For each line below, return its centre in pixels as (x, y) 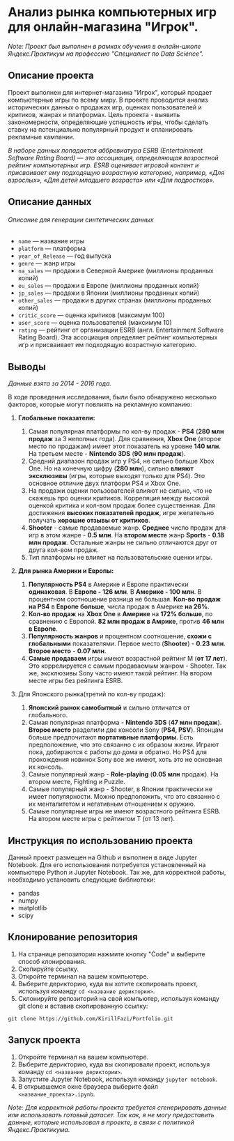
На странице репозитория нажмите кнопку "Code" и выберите (111, 954)
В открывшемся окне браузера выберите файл (88, 1086)
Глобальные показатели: (56, 418)
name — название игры (51, 241)
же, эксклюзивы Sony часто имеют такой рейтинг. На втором (120, 673)
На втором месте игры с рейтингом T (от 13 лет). (102, 819)
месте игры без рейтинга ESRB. (76, 681)
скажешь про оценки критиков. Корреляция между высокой (119, 498)
